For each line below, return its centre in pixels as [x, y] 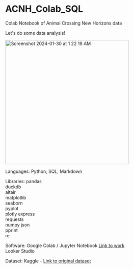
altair [11, 192]
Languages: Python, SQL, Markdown [44, 171]
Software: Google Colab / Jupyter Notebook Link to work [65, 245]
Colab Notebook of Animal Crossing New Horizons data [64, 23]
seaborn [14, 203]
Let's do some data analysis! [35, 33]
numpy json [18, 225]
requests [15, 219]
